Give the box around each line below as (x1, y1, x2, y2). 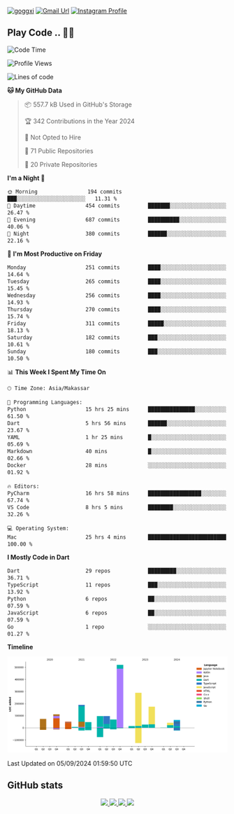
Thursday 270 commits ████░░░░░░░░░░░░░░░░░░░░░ (7, 305, 227, 313)
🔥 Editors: (7, 483, 40, 490)
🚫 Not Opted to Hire (24, 133, 82, 142)
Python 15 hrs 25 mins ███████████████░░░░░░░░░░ (7, 406, 227, 413)
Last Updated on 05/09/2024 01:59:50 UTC (7, 759, 133, 767)
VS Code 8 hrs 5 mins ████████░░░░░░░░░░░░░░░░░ (7, 504, 227, 511)
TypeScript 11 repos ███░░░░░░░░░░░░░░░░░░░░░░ (7, 581, 227, 588)
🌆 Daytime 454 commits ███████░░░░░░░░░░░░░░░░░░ (7, 202, 227, 209)
